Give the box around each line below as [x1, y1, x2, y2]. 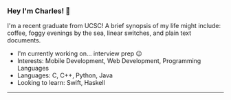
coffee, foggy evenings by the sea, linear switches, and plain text [7, 29, 192, 37]
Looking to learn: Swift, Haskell [16, 79, 105, 87]
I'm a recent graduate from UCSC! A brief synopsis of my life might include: [7, 22, 221, 30]
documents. [7, 36, 41, 45]
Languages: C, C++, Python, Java [16, 71, 113, 79]
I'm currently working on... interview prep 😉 [16, 49, 142, 58]
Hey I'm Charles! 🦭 [7, 6, 71, 16]
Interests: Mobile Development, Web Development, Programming [16, 57, 201, 65]
